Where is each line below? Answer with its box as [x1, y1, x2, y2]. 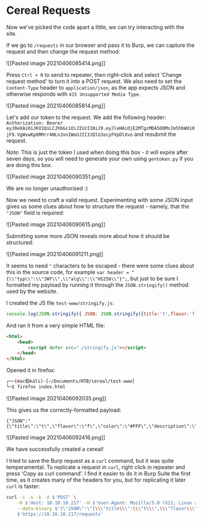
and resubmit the [134, 130, 176, 138]
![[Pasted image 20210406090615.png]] [6, 221, 106, 228]
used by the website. [6, 287, 58, 295]
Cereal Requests [6, 4, 91, 17]
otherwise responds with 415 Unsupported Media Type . [6, 90, 141, 97]
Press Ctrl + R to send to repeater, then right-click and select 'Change [6, 71, 182, 78]
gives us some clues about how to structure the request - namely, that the [6, 203, 189, 210]
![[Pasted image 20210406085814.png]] [6, 102, 106, 109]
